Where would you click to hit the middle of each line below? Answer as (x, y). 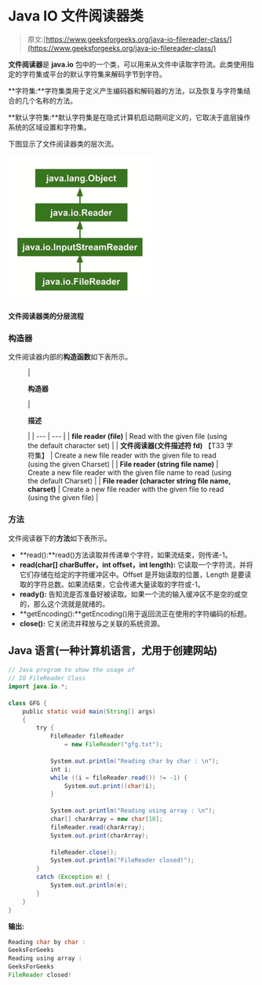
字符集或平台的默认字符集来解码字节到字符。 (94, 74)
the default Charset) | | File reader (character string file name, (129, 481)
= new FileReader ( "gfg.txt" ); (113, 745)
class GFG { (27, 703)
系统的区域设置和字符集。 (49, 127)
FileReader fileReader (87, 736)
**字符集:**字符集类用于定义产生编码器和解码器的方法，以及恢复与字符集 (126, 90)
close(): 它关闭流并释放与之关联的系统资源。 (92, 623)
